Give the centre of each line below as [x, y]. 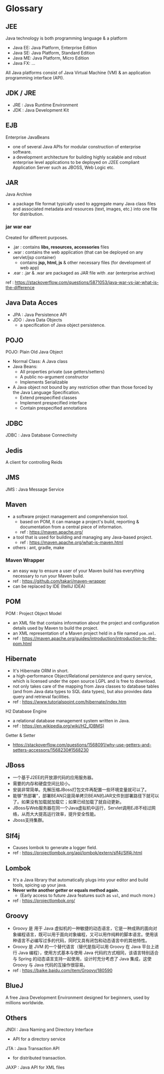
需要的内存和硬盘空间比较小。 [42, 784]
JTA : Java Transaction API [33, 1049]
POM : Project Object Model [34, 613]
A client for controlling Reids [34, 462]
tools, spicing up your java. [40, 885]
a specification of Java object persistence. [63, 325]
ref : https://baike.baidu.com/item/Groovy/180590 [62, 970]
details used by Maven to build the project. [55, 628]
